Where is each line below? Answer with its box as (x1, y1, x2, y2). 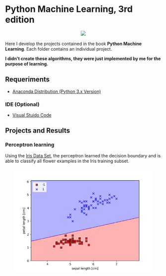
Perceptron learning (5, 141, 55, 148)
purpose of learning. (5, 61, 49, 67)
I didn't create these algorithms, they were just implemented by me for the (5, 56, 161, 62)
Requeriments (5, 75, 50, 84)
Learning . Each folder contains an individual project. (5, 46, 112, 52)
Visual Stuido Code (12, 112, 52, 118)
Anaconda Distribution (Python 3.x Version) (12, 88, 101, 94)
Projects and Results (5, 127, 70, 135)
